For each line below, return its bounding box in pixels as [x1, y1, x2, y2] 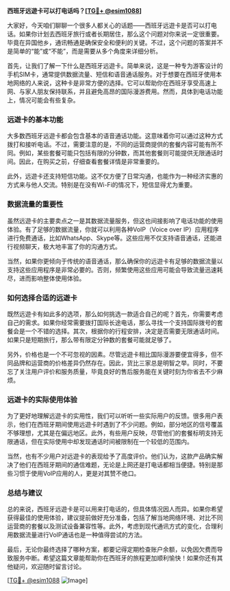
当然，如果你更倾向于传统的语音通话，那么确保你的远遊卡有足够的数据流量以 [7, 257, 223, 265]
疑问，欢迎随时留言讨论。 [12, 563, 86, 571]
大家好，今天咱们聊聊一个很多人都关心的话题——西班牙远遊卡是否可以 [7, 21, 205, 30]
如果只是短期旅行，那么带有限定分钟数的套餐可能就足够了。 [7, 335, 175, 344]
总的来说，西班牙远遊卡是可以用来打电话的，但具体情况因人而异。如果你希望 [7, 505, 223, 513]
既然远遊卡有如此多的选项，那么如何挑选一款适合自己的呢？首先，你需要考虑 [7, 309, 223, 318]
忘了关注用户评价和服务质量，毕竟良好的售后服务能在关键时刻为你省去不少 [7, 367, 217, 375]
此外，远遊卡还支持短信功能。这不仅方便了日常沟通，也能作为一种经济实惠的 [7, 172, 223, 181]
